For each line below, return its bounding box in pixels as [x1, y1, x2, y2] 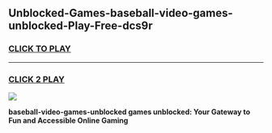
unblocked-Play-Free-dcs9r [8, 19, 153, 33]
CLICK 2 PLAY [8, 73, 65, 85]
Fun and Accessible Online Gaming [8, 115, 129, 125]
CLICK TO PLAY [8, 44, 71, 55]
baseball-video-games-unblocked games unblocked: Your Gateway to [8, 106, 251, 116]
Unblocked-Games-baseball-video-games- [8, 6, 233, 20]
